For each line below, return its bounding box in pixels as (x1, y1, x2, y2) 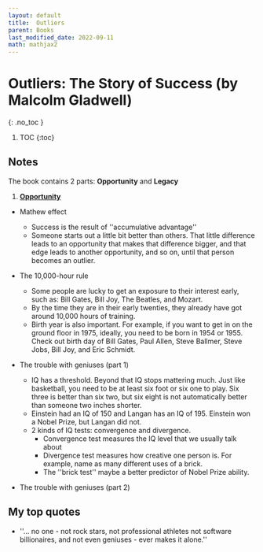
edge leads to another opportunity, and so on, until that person (31, 247, 235, 257)
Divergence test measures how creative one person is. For (42, 450, 232, 460)
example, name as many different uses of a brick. (42, 458, 203, 469)
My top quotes (8, 506, 81, 519)
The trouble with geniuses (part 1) (19, 360, 130, 369)
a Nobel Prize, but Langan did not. (31, 417, 142, 426)
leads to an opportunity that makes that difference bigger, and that (31, 239, 247, 248)
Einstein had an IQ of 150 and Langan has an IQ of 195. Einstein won (31, 409, 251, 418)
